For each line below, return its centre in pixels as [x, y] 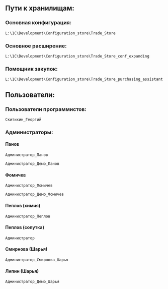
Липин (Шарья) [22, 271]
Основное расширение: [36, 46]
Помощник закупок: [31, 69]
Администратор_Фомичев [29, 186]
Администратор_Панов [27, 155]
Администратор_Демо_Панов [32, 164]
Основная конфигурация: [38, 23]
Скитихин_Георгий [23, 120]
